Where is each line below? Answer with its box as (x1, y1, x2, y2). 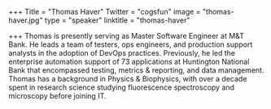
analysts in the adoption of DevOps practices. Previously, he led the (8, 48, 236, 57)
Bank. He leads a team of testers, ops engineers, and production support (8, 40, 253, 49)
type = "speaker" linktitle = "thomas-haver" (44, 15, 190, 25)
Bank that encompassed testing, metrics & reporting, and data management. (8, 65, 264, 75)
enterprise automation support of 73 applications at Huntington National (8, 57, 250, 66)
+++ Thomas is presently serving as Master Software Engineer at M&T (8, 31, 245, 40)
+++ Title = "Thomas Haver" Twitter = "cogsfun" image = (8, 7, 201, 16)
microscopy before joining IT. (8, 91, 107, 100)
